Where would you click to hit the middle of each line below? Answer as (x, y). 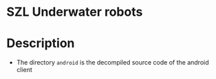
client (24, 70)
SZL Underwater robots (75, 12)
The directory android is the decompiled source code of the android (112, 63)
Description (41, 44)
